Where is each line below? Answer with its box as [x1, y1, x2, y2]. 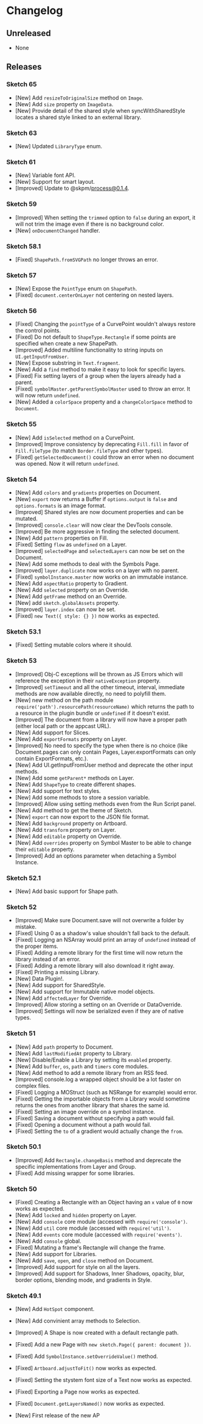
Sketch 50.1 [6, 1143, 41, 1151]
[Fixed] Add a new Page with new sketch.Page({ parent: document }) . [15, 1341, 191, 1348]
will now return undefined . [15, 392, 80, 399]
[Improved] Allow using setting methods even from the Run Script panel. [15, 800, 196, 808]
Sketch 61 [6, 157, 36, 166]
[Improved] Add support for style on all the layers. [15, 1263, 140, 1271]
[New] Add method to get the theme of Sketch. [15, 806, 132, 814]
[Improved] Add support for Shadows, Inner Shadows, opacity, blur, [15, 1270, 185, 1278]
